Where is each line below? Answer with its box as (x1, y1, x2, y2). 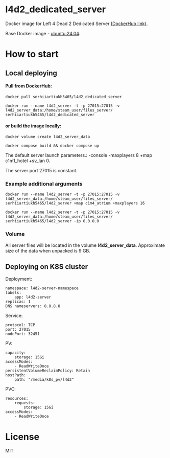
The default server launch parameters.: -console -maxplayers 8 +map (5, 152, 152, 158)
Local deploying (5, 68, 58, 77)
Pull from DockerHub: (5, 83, 52, 89)
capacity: (5, 350, 27, 356)
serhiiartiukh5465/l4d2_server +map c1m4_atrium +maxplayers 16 (5, 201, 145, 206)
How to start (5, 49, 59, 60)
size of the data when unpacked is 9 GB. (5, 247, 90, 254)
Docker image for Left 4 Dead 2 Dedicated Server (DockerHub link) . (5, 20, 148, 27)
